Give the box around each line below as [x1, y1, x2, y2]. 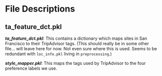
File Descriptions [5, 3, 75, 15]
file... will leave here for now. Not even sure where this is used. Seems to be [5, 46, 157, 51]
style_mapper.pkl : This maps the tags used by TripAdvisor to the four [5, 61, 146, 66]
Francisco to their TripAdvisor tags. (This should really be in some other [5, 41, 149, 46]
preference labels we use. [5, 65, 58, 71]
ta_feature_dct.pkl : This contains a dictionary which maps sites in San [5, 35, 147, 41]
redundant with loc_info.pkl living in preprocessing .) [5, 51, 112, 57]
